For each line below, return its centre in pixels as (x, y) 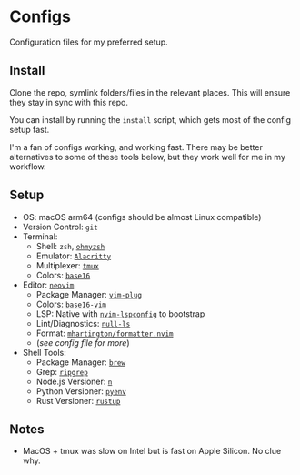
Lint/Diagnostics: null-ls (83, 323)
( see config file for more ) (83, 342)
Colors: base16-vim (71, 304)
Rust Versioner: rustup (78, 400)
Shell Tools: (44, 352)
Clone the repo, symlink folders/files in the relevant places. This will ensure (150, 92)
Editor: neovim (48, 285)
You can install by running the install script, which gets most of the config (150, 119)
